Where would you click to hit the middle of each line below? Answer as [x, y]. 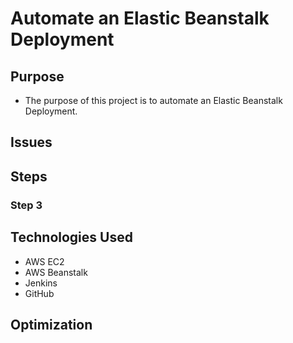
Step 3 [26, 205]
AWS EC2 [44, 261]
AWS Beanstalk [56, 272]
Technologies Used [71, 237]
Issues [31, 142]
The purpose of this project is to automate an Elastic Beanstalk [153, 100]
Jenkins [41, 283]
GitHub [39, 293]
